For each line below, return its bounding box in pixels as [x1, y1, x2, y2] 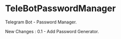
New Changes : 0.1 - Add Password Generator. [5, 28, 99, 34]
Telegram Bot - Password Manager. [5, 19, 77, 25]
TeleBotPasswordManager [5, 3, 116, 14]
